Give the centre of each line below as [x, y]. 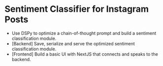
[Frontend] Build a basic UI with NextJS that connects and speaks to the [85, 54]
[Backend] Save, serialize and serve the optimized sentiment [73, 43]
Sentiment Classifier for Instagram [77, 9]
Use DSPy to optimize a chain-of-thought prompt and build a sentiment [84, 33]
